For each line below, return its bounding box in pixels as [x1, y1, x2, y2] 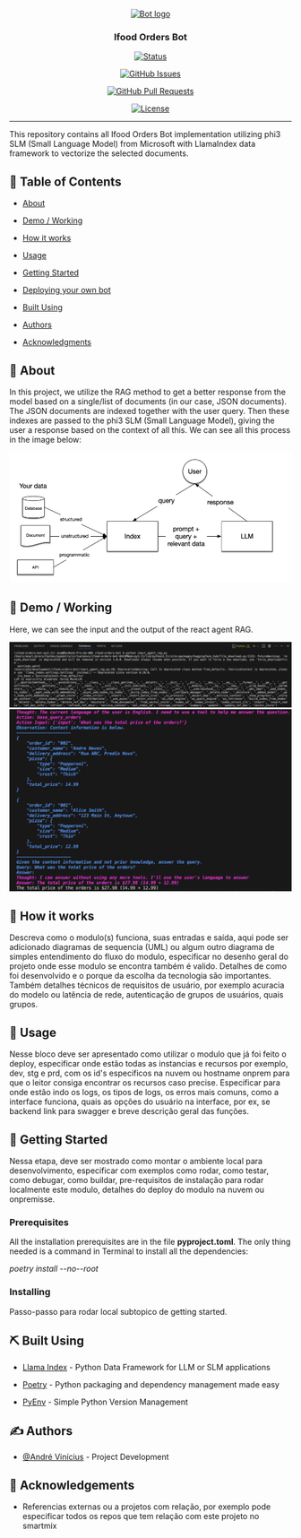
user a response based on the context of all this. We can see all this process [9, 424, 291, 435]
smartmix [21, 1520, 57, 1532]
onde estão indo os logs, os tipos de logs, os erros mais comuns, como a [9, 1087, 279, 1098]
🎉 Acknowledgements [9, 1477, 135, 1492]
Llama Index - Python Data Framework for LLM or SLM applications [21, 1361, 271, 1372]
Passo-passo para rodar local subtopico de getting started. [9, 1306, 228, 1317]
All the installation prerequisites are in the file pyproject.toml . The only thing [9, 1237, 291, 1248]
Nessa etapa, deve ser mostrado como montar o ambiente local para [9, 1156, 262, 1167]
